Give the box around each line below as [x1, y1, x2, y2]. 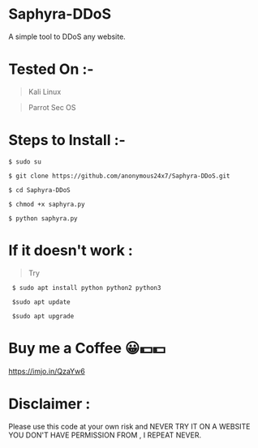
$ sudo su [8, 157, 42, 166]
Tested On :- [8, 60, 94, 79]
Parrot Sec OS [28, 102, 76, 112]
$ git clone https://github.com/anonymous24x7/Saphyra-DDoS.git [8, 172, 230, 180]
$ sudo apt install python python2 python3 [11, 284, 161, 292]
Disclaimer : [8, 395, 91, 413]
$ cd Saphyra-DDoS [8, 186, 71, 194]
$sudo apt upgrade [11, 312, 75, 320]
